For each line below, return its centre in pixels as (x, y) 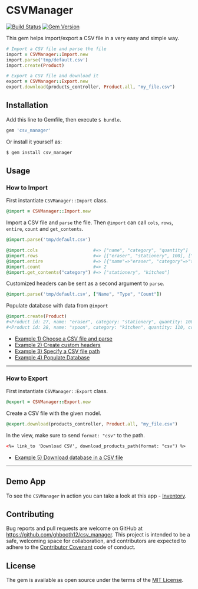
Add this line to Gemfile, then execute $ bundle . (64, 119)
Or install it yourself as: (34, 142)
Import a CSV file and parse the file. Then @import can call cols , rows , (90, 222)
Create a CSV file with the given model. (54, 413)
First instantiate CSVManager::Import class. (57, 201)
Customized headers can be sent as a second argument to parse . (85, 283)
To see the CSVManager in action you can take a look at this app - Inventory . (96, 496)
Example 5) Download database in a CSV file (69, 457)
